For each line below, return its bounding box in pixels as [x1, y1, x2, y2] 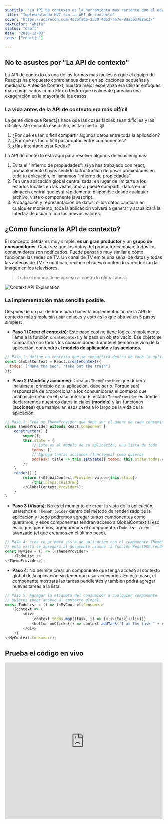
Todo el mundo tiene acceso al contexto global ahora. [17, 274, 128, 280]
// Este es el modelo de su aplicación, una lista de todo [31, 443, 157, 448]
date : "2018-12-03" [5, 31, 46, 36]
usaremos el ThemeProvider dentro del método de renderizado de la [12, 508, 151, 514]
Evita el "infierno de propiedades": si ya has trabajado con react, [12, 162, 146, 168]
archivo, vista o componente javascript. [12, 194, 94, 200]
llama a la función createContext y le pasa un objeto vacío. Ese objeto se [12, 334, 162, 340]
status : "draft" [5, 26, 39, 31]
